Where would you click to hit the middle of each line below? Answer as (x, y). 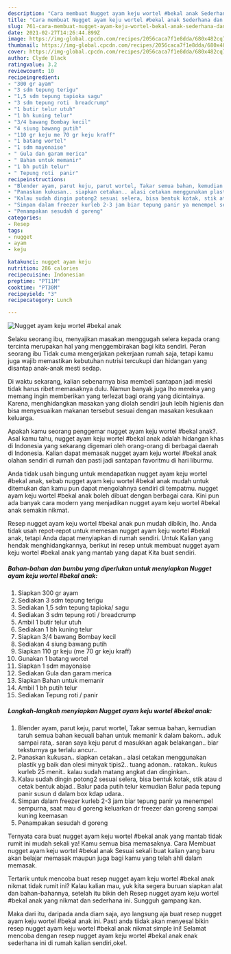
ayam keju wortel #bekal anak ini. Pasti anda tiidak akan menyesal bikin (108, 921)
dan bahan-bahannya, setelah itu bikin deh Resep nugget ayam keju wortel (113, 894)
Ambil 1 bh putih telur (48, 688)
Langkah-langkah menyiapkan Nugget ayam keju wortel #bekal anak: (110, 710)
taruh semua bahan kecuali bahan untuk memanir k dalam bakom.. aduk (119, 736)
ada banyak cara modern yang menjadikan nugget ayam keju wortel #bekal (114, 503)
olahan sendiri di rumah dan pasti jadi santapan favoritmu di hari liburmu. (111, 461)
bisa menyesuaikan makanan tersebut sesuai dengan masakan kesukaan (110, 411)
